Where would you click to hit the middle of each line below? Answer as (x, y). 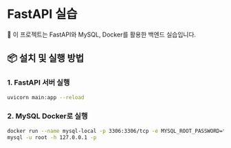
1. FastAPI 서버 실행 (38, 83)
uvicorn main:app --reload (46, 97)
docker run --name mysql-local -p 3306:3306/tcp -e (82, 131)
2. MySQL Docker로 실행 (47, 116)
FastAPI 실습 (42, 14)
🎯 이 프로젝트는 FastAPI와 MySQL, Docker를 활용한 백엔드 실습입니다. (102, 34)
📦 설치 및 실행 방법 (46, 58)
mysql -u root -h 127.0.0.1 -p (52, 137)
